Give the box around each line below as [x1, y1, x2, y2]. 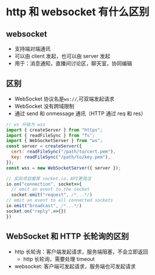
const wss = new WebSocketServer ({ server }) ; [6, 165, 121, 171]
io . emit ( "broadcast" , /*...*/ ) [6, 203, 82, 209]
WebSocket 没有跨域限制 [14, 102, 75, 109]
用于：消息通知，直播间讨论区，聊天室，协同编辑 [14, 60, 132, 67]
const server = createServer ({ [6, 143, 82, 149]
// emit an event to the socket [11, 187, 90, 192]
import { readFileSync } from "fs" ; [6, 132, 95, 138]
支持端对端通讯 [14, 45, 51, 52]
